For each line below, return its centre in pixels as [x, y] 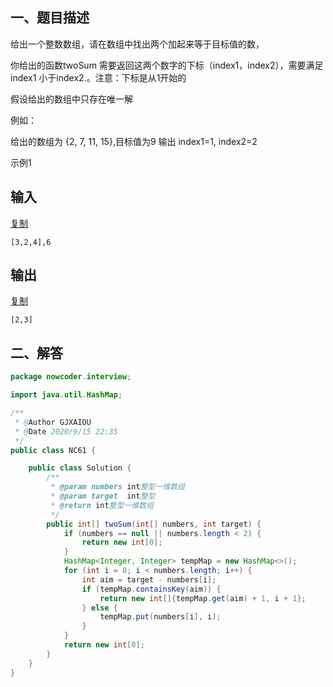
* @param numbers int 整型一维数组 [118, 487]
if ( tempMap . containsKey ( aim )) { [151, 589]
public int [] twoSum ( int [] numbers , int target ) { [154, 524]
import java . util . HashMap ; [66, 395]
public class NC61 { [53, 450]
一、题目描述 [50, 18]
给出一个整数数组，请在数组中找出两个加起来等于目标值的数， [137, 44]
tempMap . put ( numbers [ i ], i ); [160, 617]
